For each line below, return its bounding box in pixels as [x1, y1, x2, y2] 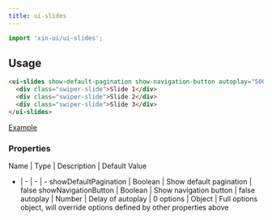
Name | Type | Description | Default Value [8, 161, 147, 171]
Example [8, 122, 38, 132]
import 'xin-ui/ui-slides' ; [8, 34, 104, 42]
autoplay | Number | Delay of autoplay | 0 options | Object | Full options [19, 193, 258, 203]
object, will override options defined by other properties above [19, 202, 229, 212]
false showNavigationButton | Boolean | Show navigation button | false [19, 185, 256, 195]
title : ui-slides [8, 11, 67, 20]
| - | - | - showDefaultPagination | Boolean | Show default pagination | [19, 176, 253, 186]
